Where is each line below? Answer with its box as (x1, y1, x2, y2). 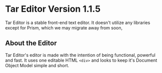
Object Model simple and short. (5, 62, 69, 68)
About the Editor (5, 39, 57, 48)
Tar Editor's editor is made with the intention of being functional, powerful (5, 52, 156, 58)
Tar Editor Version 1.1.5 (5, 3, 101, 15)
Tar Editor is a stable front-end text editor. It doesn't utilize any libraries (5, 20, 150, 25)
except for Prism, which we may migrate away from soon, (5, 24, 123, 30)
